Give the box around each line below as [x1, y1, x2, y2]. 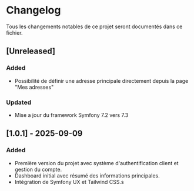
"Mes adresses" [14, 83, 54, 91]
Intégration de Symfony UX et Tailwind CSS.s [14, 178, 125, 185]
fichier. [6, 29, 23, 36]
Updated [6, 98, 31, 106]
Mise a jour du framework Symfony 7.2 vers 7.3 [14, 111, 129, 118]
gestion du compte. [14, 166, 62, 173]
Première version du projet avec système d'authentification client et [14, 159, 179, 166]
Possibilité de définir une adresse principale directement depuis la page [14, 77, 189, 84]
